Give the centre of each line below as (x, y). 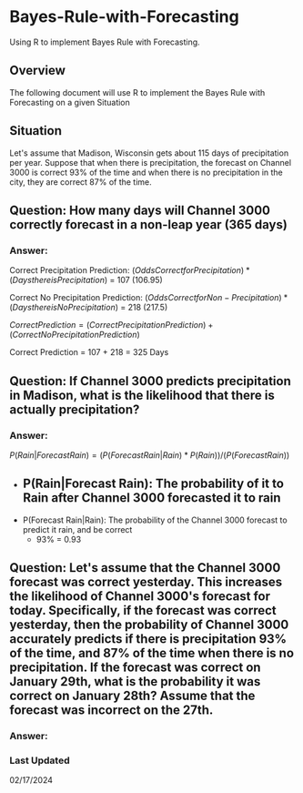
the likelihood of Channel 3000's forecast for (140, 597)
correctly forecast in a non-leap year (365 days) (149, 224)
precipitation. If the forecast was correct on (135, 668)
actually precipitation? (75, 409)
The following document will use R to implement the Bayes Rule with (137, 92)
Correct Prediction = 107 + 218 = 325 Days (89, 352)
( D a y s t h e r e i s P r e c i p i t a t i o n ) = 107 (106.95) (86, 280)
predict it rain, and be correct (77, 529)
